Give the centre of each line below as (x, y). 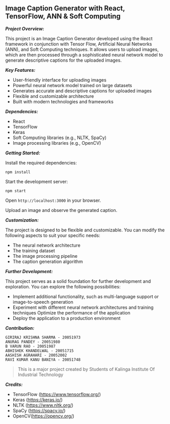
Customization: (22, 220)
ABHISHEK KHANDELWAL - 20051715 (39, 351)
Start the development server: (37, 181)
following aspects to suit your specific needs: (53, 235)
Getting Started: (23, 153)
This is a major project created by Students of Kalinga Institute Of (86, 369)
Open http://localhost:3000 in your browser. (53, 200)
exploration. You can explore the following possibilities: (63, 286)
